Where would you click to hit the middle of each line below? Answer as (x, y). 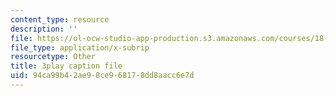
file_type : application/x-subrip (80, 47)
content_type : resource (60, 19)
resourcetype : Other (53, 57)
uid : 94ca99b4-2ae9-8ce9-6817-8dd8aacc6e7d (102, 76)
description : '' (44, 29)
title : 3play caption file (66, 66)
